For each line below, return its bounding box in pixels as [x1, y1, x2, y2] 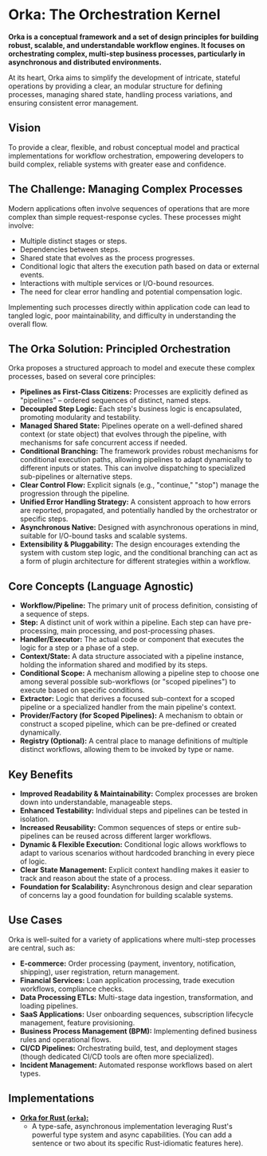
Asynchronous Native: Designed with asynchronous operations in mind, [19, 523, 259, 532]
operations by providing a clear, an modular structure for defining [8, 81, 223, 91]
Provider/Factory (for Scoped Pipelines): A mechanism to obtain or [19, 711, 243, 720]
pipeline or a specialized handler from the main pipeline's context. [19, 703, 237, 712]
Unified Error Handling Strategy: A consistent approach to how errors [19, 497, 251, 507]
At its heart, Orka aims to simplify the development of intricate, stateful [8, 72, 241, 82]
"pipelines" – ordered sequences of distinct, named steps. [19, 396, 211, 406]
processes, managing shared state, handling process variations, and [8, 89, 233, 99]
